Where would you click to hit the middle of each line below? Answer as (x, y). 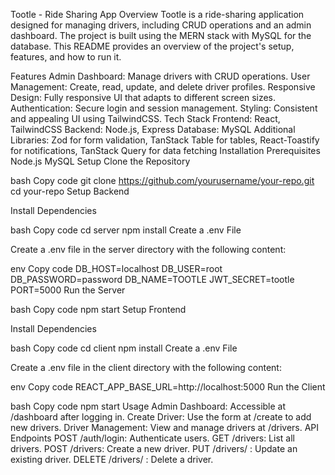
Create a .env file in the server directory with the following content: (148, 249)
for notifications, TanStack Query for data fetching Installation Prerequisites (165, 150)
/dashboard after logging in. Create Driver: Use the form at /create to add (161, 417)
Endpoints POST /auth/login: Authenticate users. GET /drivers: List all (152, 438)
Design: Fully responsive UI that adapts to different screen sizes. (143, 97)
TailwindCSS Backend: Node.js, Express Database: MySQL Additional (153, 129)
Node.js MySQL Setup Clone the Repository (100, 161)
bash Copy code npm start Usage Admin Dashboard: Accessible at (148, 406)
